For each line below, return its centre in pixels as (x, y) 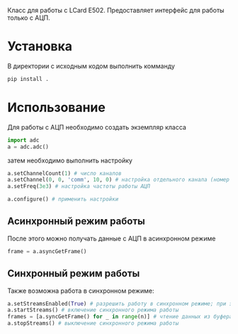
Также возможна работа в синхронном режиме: (81, 291)
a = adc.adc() (28, 147)
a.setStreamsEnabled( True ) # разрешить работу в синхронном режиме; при (117, 304)
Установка (40, 46)
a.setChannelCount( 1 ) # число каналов (64, 173)
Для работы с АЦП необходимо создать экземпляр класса (97, 127)
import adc (23, 140)
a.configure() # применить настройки (63, 199)
